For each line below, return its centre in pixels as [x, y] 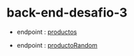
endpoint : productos [47, 32]
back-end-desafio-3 [67, 13]
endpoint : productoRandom [57, 45]
